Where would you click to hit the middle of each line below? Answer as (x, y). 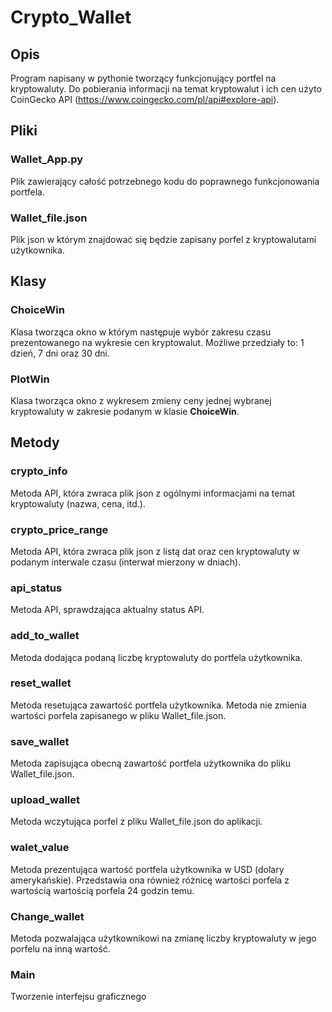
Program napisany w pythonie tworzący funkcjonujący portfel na (143, 78)
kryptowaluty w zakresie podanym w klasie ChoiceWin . (125, 411)
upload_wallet (45, 800)
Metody (35, 442)
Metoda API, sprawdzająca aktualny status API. (107, 610)
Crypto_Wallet (71, 17)
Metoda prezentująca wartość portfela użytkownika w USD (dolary (147, 869)
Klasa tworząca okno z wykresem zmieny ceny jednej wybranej (141, 400)
